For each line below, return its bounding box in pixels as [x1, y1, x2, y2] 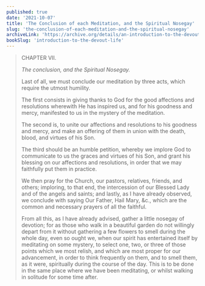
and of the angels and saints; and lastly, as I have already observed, [21, 190, 192, 197]
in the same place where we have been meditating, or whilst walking [21, 267, 193, 274]
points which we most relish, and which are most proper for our [21, 248, 181, 254]
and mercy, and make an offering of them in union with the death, [21, 128, 186, 134]
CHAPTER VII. [21, 54, 57, 61]
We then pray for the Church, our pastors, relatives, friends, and [21, 177, 182, 184]
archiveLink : [6, 32, 40, 38]
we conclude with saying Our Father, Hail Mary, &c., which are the [21, 197, 187, 204]
